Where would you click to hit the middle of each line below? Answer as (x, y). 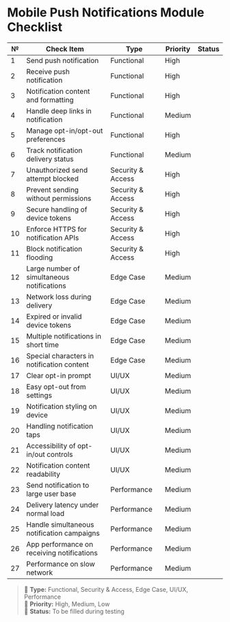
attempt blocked (52, 178)
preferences (46, 139)
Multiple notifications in (64, 336)
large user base (51, 493)
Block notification (54, 249)
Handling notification (60, 426)
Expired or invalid (54, 316)
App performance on (60, 544)
